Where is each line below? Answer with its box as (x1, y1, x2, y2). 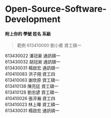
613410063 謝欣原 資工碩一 (5, 77, 60, 83)
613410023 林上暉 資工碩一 (5, 101, 60, 108)
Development (5, 14, 61, 25)
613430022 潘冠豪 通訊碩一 (5, 53, 61, 59)
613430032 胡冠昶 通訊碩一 (5, 59, 61, 65)
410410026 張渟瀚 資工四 (5, 96, 55, 101)
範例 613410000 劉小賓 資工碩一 (17, 42, 82, 48)
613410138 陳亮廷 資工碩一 (5, 83, 59, 89)
